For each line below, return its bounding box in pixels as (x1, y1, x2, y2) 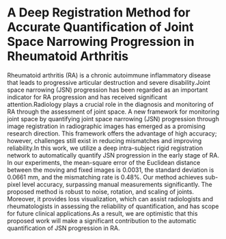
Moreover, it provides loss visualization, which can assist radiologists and (7, 194, 214, 203)
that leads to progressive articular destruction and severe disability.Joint (7, 78, 210, 86)
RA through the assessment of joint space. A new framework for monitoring (7, 108, 220, 116)
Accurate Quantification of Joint (7, 19, 194, 35)
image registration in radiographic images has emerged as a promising (7, 122, 206, 130)
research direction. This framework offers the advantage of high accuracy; (7, 129, 217, 138)
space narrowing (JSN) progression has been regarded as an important (7, 86, 208, 94)
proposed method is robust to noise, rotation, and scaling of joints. (7, 187, 195, 196)
